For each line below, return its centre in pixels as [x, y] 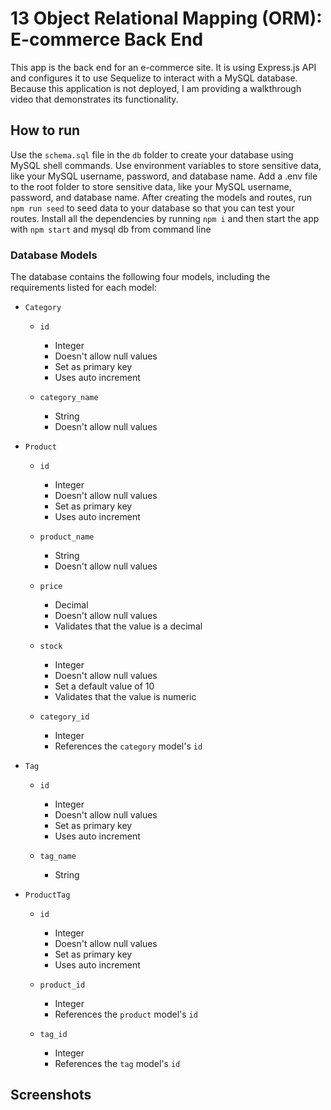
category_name [69, 398]
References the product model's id [126, 1014]
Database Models [54, 255]
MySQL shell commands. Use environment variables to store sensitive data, [166, 165]
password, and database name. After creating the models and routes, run [161, 197]
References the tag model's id [117, 1064]
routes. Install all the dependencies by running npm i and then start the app [165, 218]
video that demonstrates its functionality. [94, 99]
